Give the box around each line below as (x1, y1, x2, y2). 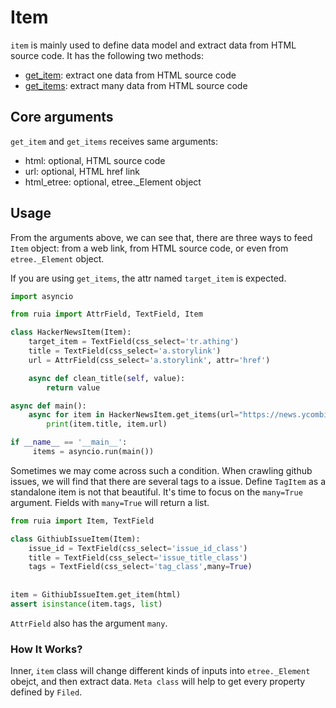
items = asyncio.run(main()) (32, 447, 155, 457)
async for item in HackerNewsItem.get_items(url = (28, 410, 240, 420)
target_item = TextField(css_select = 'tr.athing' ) (28, 337, 240, 347)
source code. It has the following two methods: (10, 49, 204, 61)
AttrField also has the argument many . (10, 617, 168, 629)
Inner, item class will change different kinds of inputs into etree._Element (10, 665, 311, 677)
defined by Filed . (10, 686, 83, 698)
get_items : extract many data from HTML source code (24, 79, 248, 91)
